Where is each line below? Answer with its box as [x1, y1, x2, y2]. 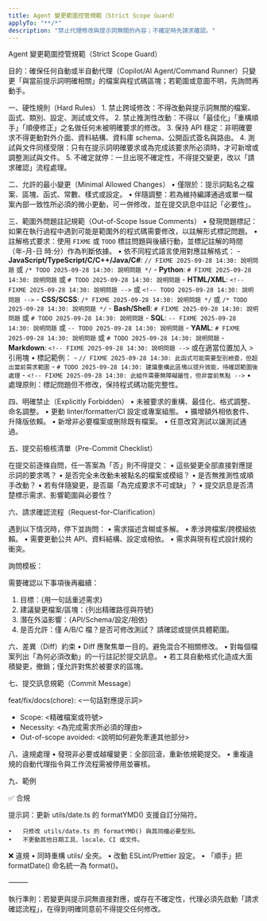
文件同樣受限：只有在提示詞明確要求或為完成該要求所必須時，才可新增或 [21, 143, 259, 152]
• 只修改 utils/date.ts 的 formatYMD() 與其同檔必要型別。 [8, 828, 199, 836]
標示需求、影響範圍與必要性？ [14, 491, 113, 500]
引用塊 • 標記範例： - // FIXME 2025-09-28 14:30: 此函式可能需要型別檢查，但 [8, 353, 252, 363]
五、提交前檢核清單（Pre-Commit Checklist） [8, 444, 157, 453]
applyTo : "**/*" [8, 19, 62, 27]
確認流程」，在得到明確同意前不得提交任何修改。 [8, 904, 165, 914]
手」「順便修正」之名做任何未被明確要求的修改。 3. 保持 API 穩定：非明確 [8, 123, 246, 132]
